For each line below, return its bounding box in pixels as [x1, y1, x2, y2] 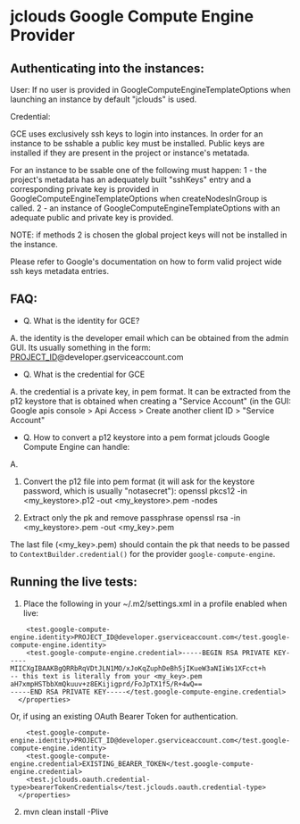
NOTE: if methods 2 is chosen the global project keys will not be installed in [10, 229, 287, 240]
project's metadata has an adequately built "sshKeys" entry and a [10, 174, 252, 185]
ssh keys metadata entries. [10, 266, 110, 276]
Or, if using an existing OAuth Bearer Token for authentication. [10, 711, 238, 721]
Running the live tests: [10, 574, 137, 590]
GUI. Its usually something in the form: [10, 342, 151, 353]
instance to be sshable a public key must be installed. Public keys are [10, 138, 265, 148]
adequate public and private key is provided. [10, 212, 174, 222]
